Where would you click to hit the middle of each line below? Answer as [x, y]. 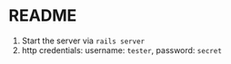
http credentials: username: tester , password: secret [121, 50]
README [43, 16]
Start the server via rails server [83, 41]
